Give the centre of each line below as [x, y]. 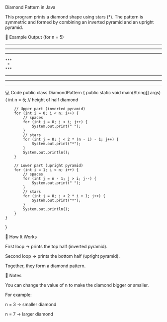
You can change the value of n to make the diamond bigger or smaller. [77, 285]
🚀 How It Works [21, 237]
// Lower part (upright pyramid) [49, 165]
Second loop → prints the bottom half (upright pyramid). [63, 256]
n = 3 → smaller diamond [31, 304]
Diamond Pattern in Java [30, 7]
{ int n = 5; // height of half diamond [42, 100]
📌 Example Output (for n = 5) [35, 37]
